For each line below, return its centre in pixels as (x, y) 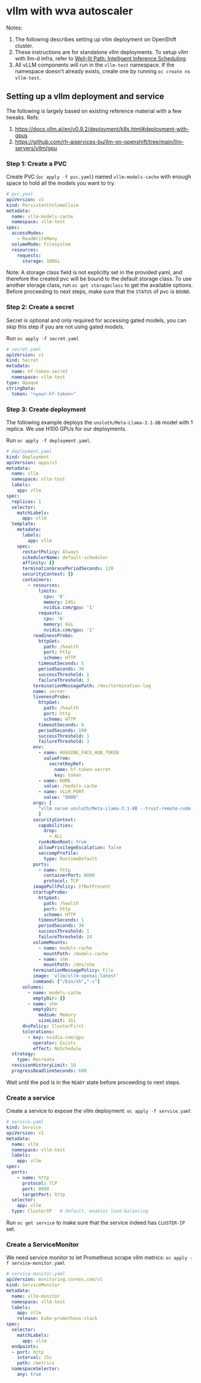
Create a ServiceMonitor (42, 1244)
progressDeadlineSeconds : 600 (49, 1071)
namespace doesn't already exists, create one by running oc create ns (102, 71)
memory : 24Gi (60, 602)
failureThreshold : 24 (65, 937)
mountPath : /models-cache (76, 954)
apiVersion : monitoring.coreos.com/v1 (54, 1280)
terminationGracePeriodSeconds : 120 (68, 568)
